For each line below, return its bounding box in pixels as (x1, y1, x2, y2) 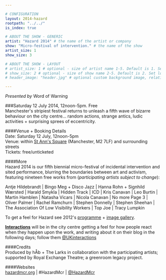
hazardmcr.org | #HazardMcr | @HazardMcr (5, 270, 95, 276)
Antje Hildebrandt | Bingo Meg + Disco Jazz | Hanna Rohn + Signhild (5, 184, 145, 190)
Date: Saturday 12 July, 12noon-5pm (5, 133, 79, 139)
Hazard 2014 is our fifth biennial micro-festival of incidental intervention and (5, 164, 160, 170)
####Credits (5, 244, 31, 250)
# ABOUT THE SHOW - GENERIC (5, 34, 63, 40)
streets (5, 144, 20, 150)
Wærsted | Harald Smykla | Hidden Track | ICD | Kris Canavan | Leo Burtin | (5, 189, 158, 195)
